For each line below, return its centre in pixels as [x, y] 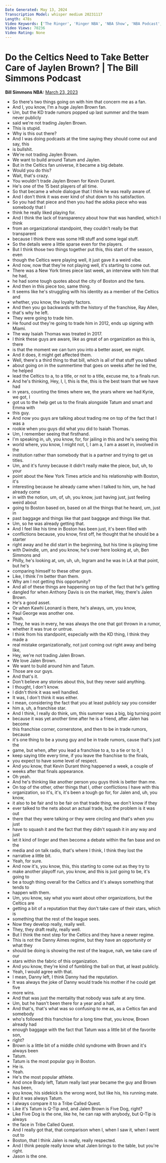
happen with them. [31, 892]
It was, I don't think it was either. [45, 697]
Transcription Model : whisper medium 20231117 [54, 14]
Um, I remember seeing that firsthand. [51, 434]
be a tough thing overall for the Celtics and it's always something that [83, 882]
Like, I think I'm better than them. [46, 576]
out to [18, 1135]
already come [26, 492]
